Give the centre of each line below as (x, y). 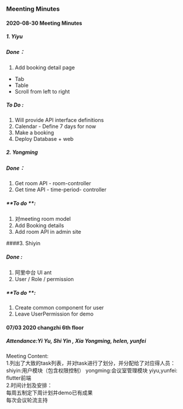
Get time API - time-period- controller (60, 190)
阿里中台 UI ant (33, 273)
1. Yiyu (15, 37)
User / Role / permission (44, 279)
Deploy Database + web (44, 139)
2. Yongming (22, 152)
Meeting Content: (28, 356)
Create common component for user (59, 308)
